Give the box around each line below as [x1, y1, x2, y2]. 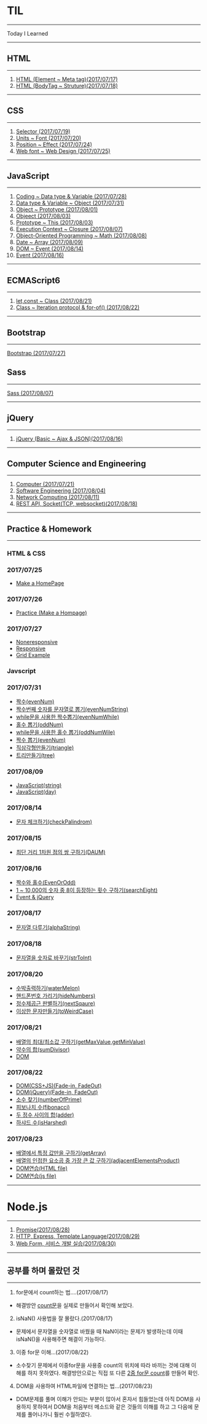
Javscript [7, 666, 36, 675]
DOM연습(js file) [15, 1172, 57, 1180]
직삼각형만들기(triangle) [15, 744, 74, 752]
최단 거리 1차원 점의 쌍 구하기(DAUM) [15, 849, 106, 856]
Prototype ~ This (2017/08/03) [15, 219, 93, 226]
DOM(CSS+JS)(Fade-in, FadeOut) [15, 1082, 102, 1089]
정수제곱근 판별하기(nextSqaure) [15, 1000, 96, 1007]
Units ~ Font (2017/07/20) [15, 134, 82, 141]
